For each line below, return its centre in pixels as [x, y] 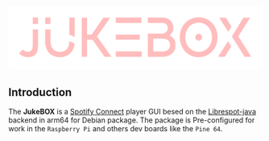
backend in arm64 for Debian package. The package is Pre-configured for [132, 120]
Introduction [40, 92]
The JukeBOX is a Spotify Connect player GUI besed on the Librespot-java [132, 112]
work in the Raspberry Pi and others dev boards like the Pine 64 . [116, 129]
